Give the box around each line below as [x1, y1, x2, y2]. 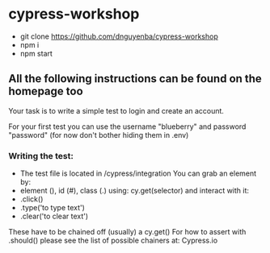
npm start [19, 48, 53, 58]
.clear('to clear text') [19, 211, 89, 222]
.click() [19, 194, 44, 204]
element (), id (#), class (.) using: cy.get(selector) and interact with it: [19, 186, 249, 196]
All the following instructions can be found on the [8, 72, 263, 85]
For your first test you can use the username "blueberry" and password [8, 122, 247, 131]
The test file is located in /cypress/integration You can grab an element [19, 168, 257, 178]
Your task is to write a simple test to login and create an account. [8, 106, 225, 115]
